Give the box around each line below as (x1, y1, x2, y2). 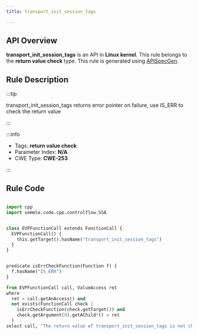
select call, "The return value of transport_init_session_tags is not (6, 323, 186, 329)
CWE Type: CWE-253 (14, 155, 68, 162)
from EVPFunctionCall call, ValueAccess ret (6, 284, 117, 291)
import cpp (6, 204, 33, 210)
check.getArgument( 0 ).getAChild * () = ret (16, 312, 120, 318)
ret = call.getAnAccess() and (11, 295, 85, 301)
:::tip (6, 90, 17, 97)
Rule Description (6, 74, 69, 84)
